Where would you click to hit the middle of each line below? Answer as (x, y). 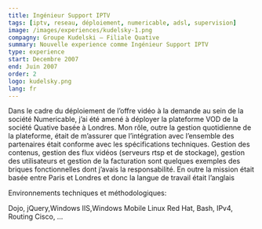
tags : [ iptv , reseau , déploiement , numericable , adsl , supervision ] (122, 23)
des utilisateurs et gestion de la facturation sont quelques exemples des (124, 161)
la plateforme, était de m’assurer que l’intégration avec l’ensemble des (121, 136)
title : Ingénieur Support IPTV (59, 15)
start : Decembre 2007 (44, 60)
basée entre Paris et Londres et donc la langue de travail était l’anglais (122, 178)
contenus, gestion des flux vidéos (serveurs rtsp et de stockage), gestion (127, 153)
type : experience (36, 52)
